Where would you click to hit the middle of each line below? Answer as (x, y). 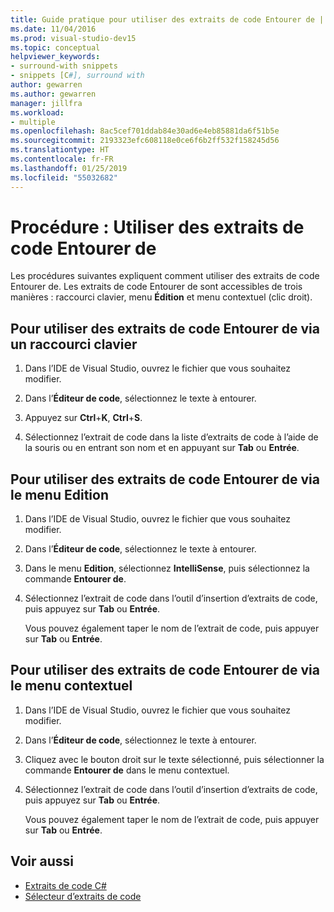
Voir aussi (42, 861)
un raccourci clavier (74, 344)
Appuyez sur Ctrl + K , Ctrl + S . (83, 418)
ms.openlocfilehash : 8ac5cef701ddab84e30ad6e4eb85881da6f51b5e (145, 131)
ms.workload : (37, 112)
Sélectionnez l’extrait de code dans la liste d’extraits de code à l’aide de (171, 437)
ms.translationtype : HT (60, 150)
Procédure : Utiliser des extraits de (157, 227)
